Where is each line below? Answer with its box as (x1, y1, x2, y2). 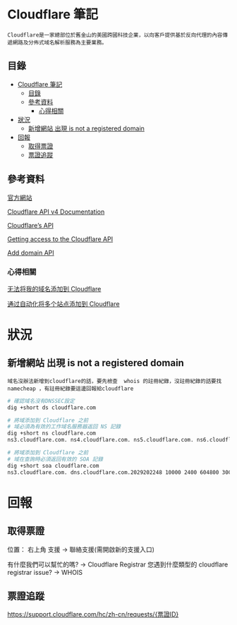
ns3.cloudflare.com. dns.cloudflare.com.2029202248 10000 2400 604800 (7, 468, 219, 476)
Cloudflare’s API (7, 221, 54, 229)
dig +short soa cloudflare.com (7, 462, 99, 469)
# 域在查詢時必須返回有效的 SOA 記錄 (7, 456, 104, 463)
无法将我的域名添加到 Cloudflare (7, 284, 102, 293)
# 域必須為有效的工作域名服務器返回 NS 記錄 (7, 423, 121, 430)
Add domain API (7, 248, 54, 257)
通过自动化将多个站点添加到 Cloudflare (7, 299, 120, 308)
